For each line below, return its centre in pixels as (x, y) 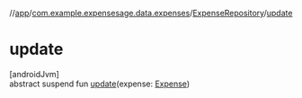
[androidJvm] (35, 74)
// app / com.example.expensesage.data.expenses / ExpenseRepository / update (151, 13)
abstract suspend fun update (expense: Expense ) (100, 84)
